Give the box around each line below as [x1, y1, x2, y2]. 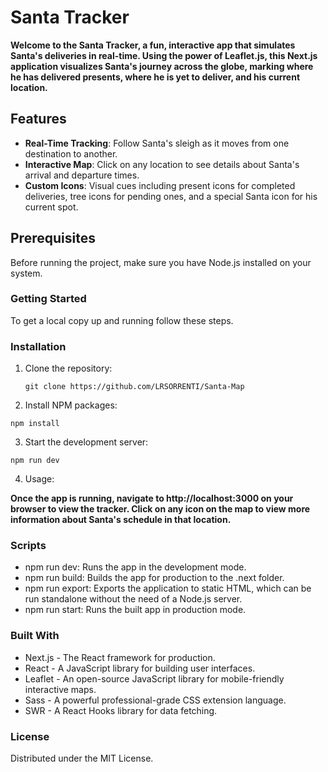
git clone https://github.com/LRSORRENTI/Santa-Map [24, 382, 245, 392]
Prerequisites [10, 230, 96, 247]
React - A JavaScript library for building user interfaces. [24, 662, 256, 674]
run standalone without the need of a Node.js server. [24, 593, 243, 605]
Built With [10, 629, 60, 643]
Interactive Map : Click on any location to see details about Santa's [24, 158, 300, 170]
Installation [10, 339, 67, 353]
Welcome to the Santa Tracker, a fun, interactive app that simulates [10, 39, 296, 51]
